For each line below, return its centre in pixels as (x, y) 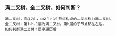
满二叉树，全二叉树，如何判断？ (43, 7)
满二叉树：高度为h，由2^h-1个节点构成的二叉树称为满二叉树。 (59, 19)
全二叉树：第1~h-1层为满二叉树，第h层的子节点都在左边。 (56, 24)
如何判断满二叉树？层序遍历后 (31, 29)
